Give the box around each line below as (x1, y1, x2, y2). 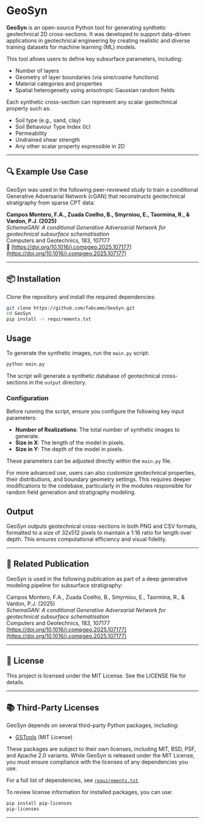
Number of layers (15, 67, 59, 74)
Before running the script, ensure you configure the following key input (6, 408, 184, 415)
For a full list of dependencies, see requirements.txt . (6, 776, 140, 784)
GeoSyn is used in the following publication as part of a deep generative (6, 575, 188, 582)
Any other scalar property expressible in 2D (15, 142, 125, 150)
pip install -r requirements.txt (6, 316, 92, 322)
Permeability (15, 129, 48, 137)
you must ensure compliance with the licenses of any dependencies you (6, 758, 188, 766)
